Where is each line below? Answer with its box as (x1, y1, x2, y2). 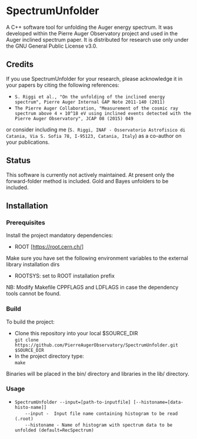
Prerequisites (6, 218, 45, 226)
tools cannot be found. (6, 290, 61, 297)
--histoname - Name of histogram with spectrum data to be (25, 422, 173, 428)
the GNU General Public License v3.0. (6, 42, 98, 49)
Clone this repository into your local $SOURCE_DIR (14, 329, 138, 336)
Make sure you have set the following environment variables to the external (6, 255, 188, 262)
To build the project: (6, 318, 55, 325)
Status (6, 156, 31, 166)
